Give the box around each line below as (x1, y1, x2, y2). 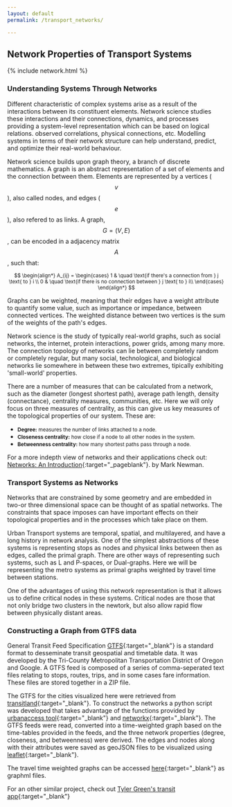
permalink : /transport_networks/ (7, 17, 104, 24)
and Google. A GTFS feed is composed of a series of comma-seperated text (7, 664, 225, 672)
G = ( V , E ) (102, 226, 130, 234)
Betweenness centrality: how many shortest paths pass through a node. (17, 441, 192, 447)
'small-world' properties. (7, 369, 78, 377)
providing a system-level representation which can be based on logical (7, 122, 210, 130)
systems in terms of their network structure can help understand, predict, (7, 136, 217, 145)
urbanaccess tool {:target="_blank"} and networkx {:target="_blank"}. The (7, 714, 216, 722)
